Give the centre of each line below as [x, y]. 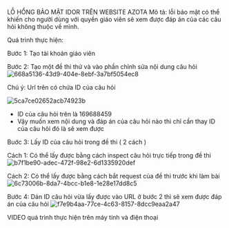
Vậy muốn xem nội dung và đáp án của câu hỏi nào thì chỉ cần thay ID [116, 121]
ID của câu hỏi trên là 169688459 [64, 114]
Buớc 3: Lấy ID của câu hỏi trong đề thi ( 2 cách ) [77, 142]
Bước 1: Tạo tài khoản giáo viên [51, 53]
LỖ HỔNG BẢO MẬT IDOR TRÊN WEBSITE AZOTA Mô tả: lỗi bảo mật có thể [113, 12]
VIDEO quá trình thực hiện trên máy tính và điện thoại [83, 217]
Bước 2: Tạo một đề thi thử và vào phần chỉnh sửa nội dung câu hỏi [102, 66]
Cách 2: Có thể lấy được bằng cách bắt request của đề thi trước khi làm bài [113, 176]
